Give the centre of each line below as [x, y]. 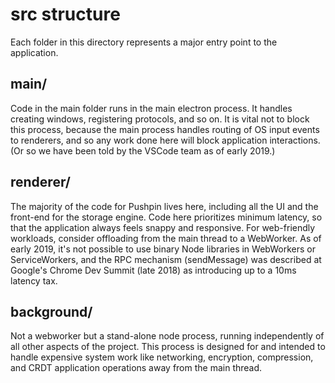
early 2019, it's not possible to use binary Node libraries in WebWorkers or [163, 249]
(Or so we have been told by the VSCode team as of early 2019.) [143, 150]
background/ [51, 311]
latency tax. [34, 280]
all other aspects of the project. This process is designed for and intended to [168, 347]
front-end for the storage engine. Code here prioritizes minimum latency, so [166, 217]
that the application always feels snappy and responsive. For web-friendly [163, 227]
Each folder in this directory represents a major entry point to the [144, 42]
